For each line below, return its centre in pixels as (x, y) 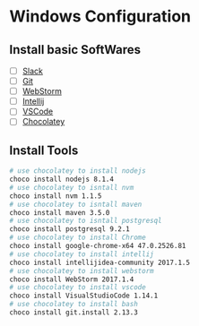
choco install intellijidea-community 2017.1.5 (100, 262)
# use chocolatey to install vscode (78, 287)
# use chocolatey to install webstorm (82, 270)
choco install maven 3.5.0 (60, 212)
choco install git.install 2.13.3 (74, 313)
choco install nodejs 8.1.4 (62, 180)
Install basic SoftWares (75, 50)
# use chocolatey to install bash (74, 305)
